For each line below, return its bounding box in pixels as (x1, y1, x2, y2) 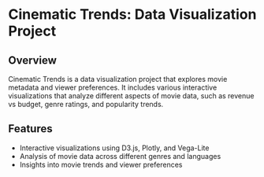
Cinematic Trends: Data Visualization (8, 6, 257, 24)
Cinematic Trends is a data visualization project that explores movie (8, 75, 228, 83)
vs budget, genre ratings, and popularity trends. (8, 100, 164, 109)
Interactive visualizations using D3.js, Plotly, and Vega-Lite (19, 143, 210, 153)
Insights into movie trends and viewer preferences (19, 160, 183, 169)
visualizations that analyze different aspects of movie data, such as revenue (8, 91, 255, 100)
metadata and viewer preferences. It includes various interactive (8, 83, 218, 92)
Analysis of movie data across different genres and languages (19, 151, 221, 160)
